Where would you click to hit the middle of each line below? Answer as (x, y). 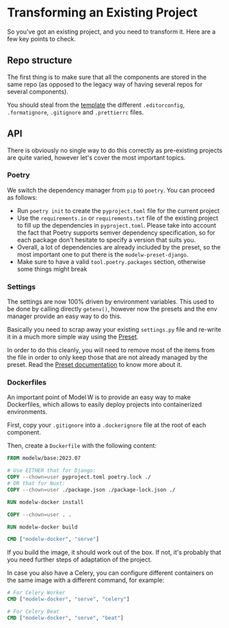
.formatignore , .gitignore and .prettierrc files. (76, 112)
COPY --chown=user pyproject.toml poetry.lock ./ (79, 477)
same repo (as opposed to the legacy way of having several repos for (105, 84)
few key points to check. (42, 38)
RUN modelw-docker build (42, 527)
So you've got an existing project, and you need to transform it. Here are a (111, 32)
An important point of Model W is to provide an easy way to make (99, 397)
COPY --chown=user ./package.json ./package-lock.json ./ (91, 490)
